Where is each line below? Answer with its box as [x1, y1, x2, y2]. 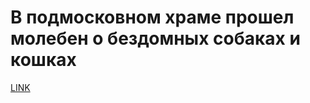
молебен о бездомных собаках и [10, 27, 301, 50]
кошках [10, 49, 77, 71]
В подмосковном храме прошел [10, 6, 295, 29]
